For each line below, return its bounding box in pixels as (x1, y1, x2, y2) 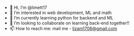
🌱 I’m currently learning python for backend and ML (9, 15, 114, 20)
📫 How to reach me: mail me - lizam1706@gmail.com (9, 26, 117, 31)
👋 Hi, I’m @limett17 (9, 5, 47, 10)
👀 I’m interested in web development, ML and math (9, 10, 112, 16)
